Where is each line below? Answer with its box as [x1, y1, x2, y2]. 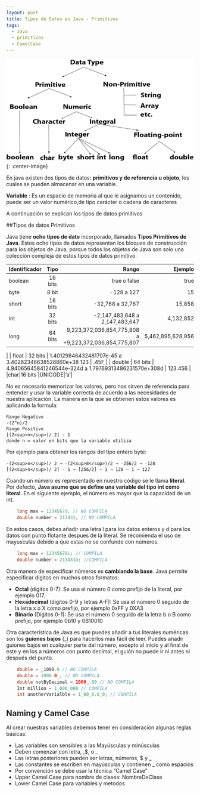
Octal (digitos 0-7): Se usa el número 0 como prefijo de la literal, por [14, 585, 183, 593]
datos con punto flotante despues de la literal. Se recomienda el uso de [6, 532, 181, 539]
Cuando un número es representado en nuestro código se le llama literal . [6, 477, 186, 485]
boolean [8, 277, 29, 285]
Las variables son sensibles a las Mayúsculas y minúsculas [14, 742, 160, 749]
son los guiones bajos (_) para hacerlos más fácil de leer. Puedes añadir [6, 635, 184, 642]
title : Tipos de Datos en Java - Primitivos [6, 16, 118, 22]
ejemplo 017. [14, 591, 46, 599]
